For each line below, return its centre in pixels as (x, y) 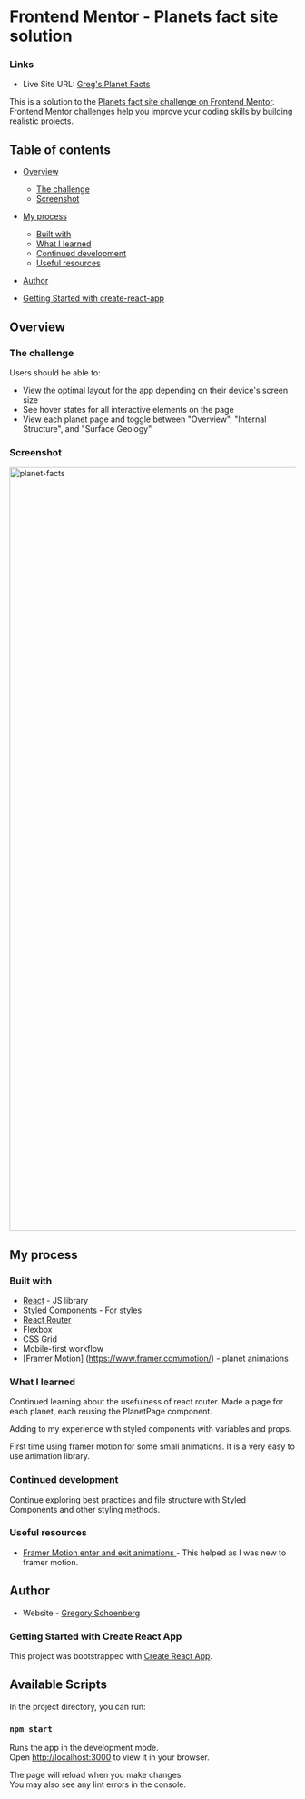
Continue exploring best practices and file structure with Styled (128, 1499)
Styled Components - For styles (82, 1310)
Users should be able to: (55, 372)
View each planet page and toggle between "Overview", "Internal (144, 419)
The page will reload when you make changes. (97, 1775)
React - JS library (55, 1300)
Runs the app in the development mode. (84, 1748)
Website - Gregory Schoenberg (81, 1613)
